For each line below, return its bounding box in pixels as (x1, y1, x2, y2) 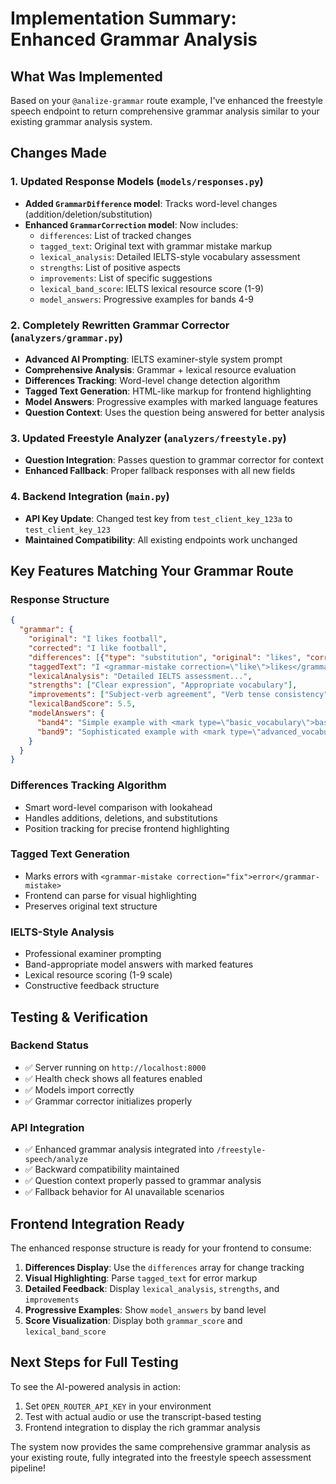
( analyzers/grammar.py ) (10, 330, 123, 344)
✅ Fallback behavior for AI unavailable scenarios (24, 1186, 225, 1198)
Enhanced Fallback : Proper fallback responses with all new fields (24, 465, 296, 477)
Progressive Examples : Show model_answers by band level (24, 1303, 267, 1316)
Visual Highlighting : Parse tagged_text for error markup (24, 1272, 258, 1284)
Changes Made (10, 145, 107, 162)
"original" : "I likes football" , (28, 634, 168, 644)
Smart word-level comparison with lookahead (24, 801, 213, 813)
